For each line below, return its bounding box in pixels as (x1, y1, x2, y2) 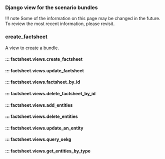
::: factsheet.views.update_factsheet (5, 67, 84, 74)
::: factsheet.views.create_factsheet (5, 56, 83, 62)
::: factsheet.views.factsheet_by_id (5, 79, 80, 85)
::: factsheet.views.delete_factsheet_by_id (5, 90, 96, 96)
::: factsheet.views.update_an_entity (5, 125, 83, 131)
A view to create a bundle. (5, 45, 59, 51)
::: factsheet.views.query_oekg (5, 136, 71, 142)
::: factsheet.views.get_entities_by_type (5, 147, 91, 154)
